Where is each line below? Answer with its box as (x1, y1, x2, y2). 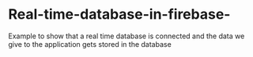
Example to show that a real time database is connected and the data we (8, 31, 245, 41)
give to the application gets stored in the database (8, 39, 172, 48)
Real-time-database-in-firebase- (8, 5, 231, 23)
